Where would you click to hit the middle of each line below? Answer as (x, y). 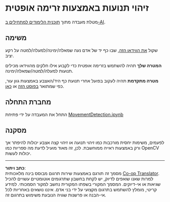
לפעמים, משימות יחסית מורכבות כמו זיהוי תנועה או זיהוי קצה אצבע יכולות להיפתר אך (85, 142)
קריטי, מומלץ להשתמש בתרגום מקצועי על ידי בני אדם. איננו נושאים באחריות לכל (81, 190)
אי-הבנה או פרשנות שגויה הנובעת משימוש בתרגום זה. (56, 195)
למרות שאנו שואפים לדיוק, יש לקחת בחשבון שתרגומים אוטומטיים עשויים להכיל (79, 179)
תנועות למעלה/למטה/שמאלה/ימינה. (39, 71)
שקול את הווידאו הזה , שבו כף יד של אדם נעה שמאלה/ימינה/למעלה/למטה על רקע (81, 50)
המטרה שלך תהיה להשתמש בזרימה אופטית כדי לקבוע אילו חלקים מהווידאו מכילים (83, 65)
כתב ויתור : (16, 168)
